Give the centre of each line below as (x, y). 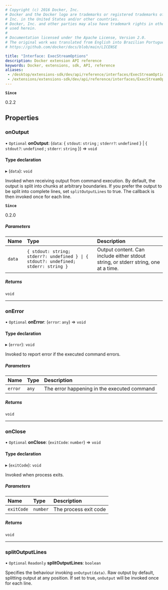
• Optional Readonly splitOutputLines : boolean (53, 562)
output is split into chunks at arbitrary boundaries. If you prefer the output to (84, 186)
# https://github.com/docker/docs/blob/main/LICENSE (61, 47)
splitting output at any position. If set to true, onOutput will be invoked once (82, 577)
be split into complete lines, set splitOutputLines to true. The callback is (80, 191)
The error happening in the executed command (99, 389)
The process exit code (79, 509)
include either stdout (121, 255)
